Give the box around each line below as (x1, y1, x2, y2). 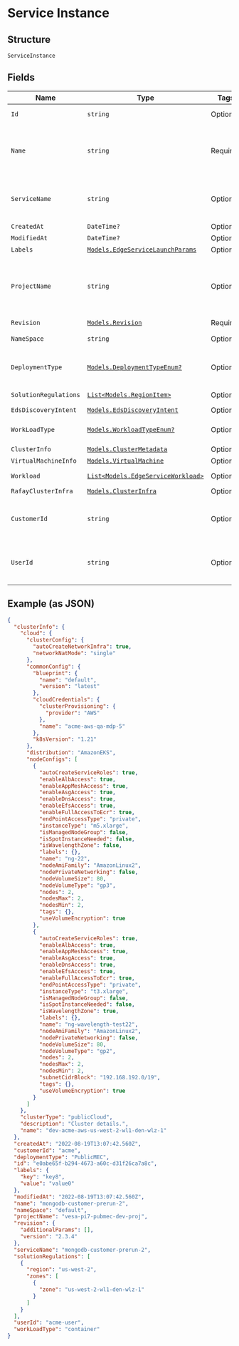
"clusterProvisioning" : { (38, 703, 116, 710)
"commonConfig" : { (26, 663, 81, 670)
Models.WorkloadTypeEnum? (87, 426, 175, 433)
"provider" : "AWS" (45, 709, 100, 716)
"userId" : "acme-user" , (14, 1319, 84, 1327)
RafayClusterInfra (11, 487, 73, 495)
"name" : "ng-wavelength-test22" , (38, 1021, 139, 1028)
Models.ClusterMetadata (87, 445, 168, 453)
